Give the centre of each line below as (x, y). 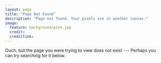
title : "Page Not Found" (30, 14)
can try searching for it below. (35, 55)
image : (12, 23)
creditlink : (22, 37)
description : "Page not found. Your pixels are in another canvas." (77, 18)
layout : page (18, 9)
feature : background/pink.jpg (40, 28)
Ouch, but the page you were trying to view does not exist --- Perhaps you (80, 50)
